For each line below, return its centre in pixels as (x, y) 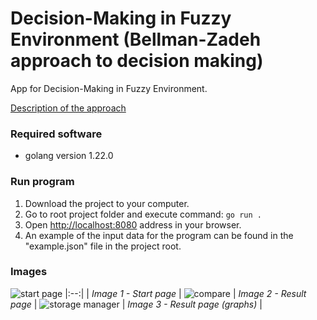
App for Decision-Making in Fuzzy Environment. (109, 88)
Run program (42, 182)
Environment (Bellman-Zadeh (136, 39)
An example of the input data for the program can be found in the (159, 235)
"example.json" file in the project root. (103, 246)
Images (29, 272)
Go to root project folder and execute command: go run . (143, 214)
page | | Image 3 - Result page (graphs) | (136, 304)
